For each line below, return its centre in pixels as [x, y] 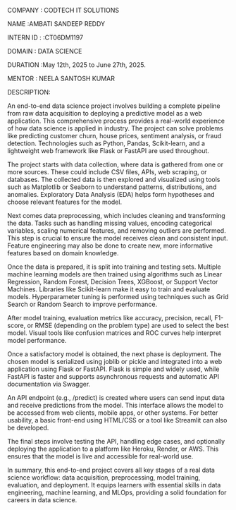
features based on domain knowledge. [63, 253]
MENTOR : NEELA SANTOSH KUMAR [61, 78]
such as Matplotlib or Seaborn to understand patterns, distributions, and [112, 187]
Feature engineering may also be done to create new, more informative [110, 245]
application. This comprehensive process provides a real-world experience [116, 121]
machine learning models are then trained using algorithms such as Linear [115, 274]
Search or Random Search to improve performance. [82, 304]
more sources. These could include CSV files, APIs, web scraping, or [107, 172]
